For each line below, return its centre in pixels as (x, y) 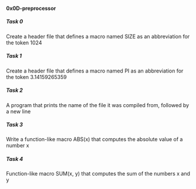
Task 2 (15, 90)
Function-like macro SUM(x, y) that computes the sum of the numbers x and (98, 174)
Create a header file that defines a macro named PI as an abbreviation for (95, 71)
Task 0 (15, 22)
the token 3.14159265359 (36, 77)
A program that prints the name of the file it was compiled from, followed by (98, 105)
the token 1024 (24, 42)
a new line (18, 111)
